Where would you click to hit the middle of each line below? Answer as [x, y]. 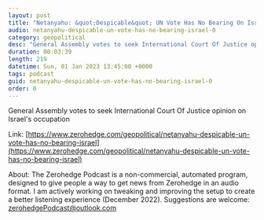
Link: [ [18, 134]
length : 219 [27, 60]
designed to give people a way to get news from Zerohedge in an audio [124, 183]
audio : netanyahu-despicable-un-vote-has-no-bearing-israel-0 [112, 30]
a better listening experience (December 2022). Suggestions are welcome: [129, 200]
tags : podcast [31, 74]
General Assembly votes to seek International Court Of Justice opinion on [127, 111]
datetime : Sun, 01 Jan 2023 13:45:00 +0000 [81, 67]
